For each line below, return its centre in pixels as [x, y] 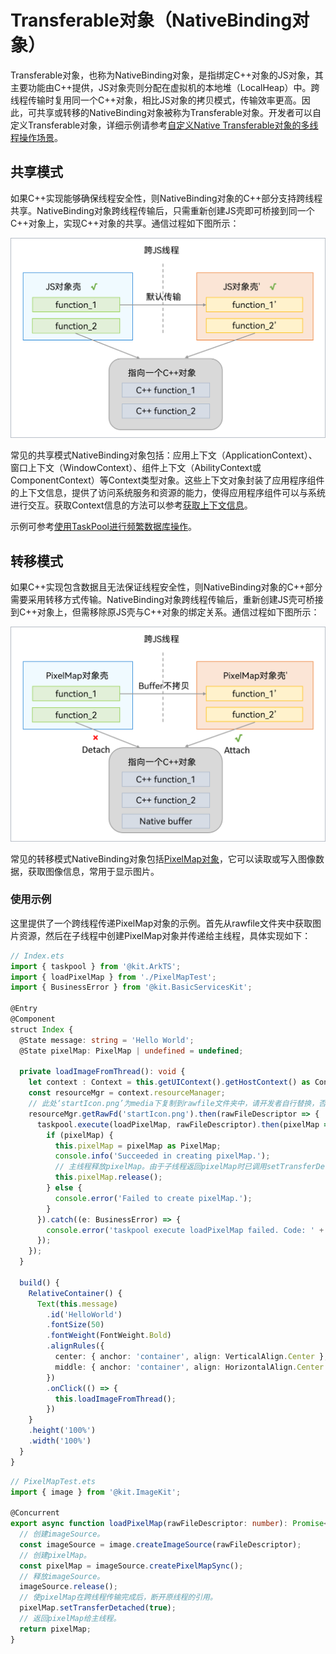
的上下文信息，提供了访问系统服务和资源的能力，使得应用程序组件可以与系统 [168, 493]
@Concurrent [35, 1513]
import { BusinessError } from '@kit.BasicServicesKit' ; [131, 987]
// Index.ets [37, 956]
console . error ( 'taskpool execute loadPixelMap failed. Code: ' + [185, 1230]
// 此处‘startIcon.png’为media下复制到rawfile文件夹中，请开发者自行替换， [174, 1104]
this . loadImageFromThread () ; [115, 1399]
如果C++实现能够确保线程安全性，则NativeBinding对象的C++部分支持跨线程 [166, 198]
